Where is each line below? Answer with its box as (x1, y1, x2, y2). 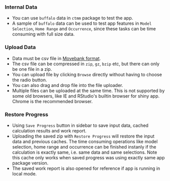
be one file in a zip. (12, 66, 52, 72)
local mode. (12, 170, 37, 176)
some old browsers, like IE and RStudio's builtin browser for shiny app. (12, 93, 160, 99)
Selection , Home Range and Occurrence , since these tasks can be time (12, 26, 156, 32)
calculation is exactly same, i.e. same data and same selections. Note (12, 149, 157, 155)
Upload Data (5, 44, 36, 51)
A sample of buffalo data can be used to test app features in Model (12, 20, 152, 26)
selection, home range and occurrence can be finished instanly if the (12, 144, 157, 150)
